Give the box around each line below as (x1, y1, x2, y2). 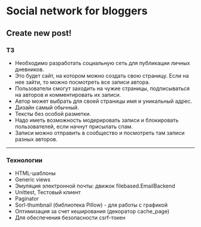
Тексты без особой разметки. (14, 110, 92, 117)
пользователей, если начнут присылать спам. (14, 122, 133, 130)
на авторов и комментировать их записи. (14, 91, 121, 98)
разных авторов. (14, 136, 58, 143)
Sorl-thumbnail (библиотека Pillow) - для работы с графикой (14, 201, 168, 208)
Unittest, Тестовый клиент (14, 189, 81, 196)
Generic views (14, 176, 51, 183)
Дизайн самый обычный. (14, 103, 80, 111)
